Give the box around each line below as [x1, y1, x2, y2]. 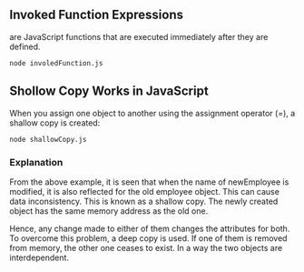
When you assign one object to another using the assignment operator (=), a [9, 107, 296, 118]
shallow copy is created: [9, 117, 101, 128]
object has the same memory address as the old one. [9, 205, 209, 217]
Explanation [9, 156, 64, 168]
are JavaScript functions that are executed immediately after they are [9, 31, 269, 42]
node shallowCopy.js [9, 135, 88, 144]
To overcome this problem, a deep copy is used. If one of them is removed [9, 232, 288, 244]
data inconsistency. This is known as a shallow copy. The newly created [9, 196, 279, 207]
